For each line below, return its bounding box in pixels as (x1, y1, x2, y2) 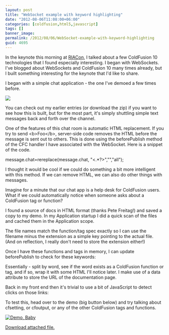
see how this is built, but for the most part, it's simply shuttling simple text (5, 110, 158, 116)
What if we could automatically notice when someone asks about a (5, 192, 145, 198)
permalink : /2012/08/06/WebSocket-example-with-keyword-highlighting (5, 36, 155, 41)
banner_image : (5, 31, 35, 36)
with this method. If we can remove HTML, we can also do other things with (5, 171, 162, 177)
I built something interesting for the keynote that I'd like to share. (5, 70, 139, 76)
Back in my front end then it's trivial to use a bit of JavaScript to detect (5, 284, 152, 290)
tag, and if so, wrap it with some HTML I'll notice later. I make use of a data (5, 269, 160, 275)
